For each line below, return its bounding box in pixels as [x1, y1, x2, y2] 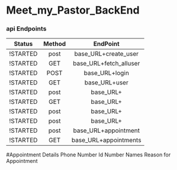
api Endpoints [6, 25, 47, 33]
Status [14, 40, 33, 48]
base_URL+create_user [74, 50, 139, 58]
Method [43, 40, 66, 48]
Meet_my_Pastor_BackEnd [6, 4, 140, 17]
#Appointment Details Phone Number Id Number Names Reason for [6, 151, 171, 158]
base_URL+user [84, 79, 128, 87]
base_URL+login [83, 69, 129, 77]
